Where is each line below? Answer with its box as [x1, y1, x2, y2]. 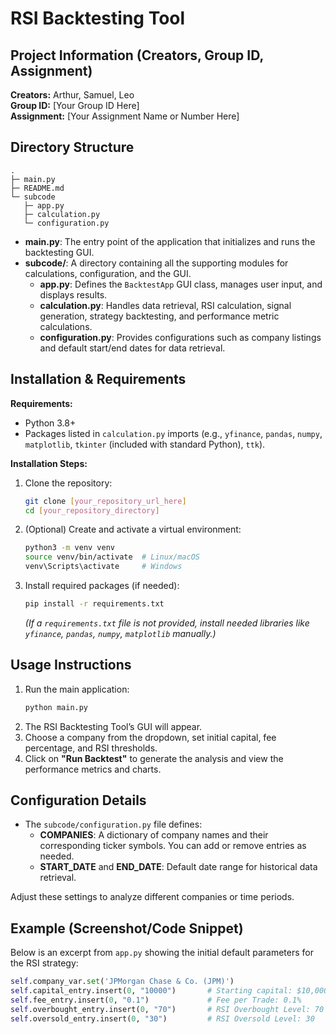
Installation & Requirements [10, 371, 187, 388]
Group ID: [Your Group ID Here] [10, 100, 140, 111]
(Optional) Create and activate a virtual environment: [24, 523, 242, 536]
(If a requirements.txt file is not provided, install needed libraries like [24, 617, 310, 629]
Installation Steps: [10, 457, 88, 469]
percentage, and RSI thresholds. [24, 742, 158, 754]
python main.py [24, 702, 89, 712]
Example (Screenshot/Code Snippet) [10, 920, 244, 937]
